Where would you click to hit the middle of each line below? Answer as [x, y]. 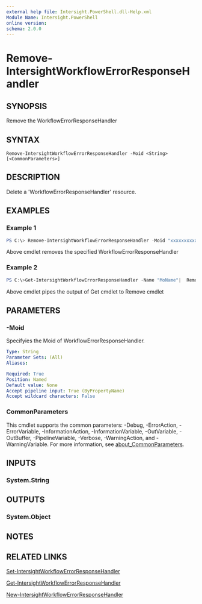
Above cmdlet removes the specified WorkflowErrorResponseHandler [93, 252]
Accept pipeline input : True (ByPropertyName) [66, 391]
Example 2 [22, 268]
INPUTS [21, 463]
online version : [26, 23]
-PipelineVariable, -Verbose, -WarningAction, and [94, 438]
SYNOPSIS [27, 106]
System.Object [29, 517]
